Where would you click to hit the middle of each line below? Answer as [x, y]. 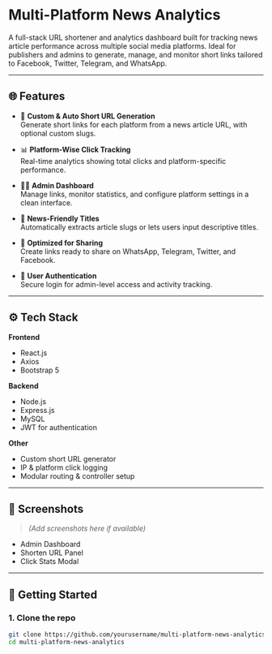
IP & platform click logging [64, 467]
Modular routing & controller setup [77, 475]
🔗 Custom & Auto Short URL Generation [87, 116]
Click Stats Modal [49, 561]
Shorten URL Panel [51, 553]
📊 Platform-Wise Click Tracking [75, 149]
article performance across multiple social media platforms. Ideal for [122, 45]
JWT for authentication [58, 427]
